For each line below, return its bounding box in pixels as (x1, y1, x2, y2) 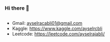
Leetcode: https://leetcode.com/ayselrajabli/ (12, 31, 105, 37)
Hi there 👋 (5, 5, 30, 12)
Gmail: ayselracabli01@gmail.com (12, 20, 83, 26)
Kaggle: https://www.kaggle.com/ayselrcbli (12, 25, 102, 32)
